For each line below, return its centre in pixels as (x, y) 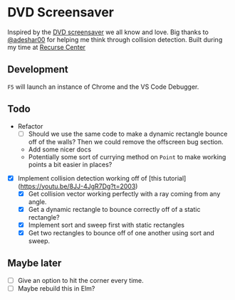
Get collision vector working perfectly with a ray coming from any (124, 193)
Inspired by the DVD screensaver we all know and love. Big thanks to (108, 32)
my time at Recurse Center (47, 47)
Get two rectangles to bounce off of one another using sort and (121, 232)
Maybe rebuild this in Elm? (56, 288)
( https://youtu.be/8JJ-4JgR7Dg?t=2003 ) (78, 186)
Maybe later (35, 263)
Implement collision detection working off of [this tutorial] (102, 178)
